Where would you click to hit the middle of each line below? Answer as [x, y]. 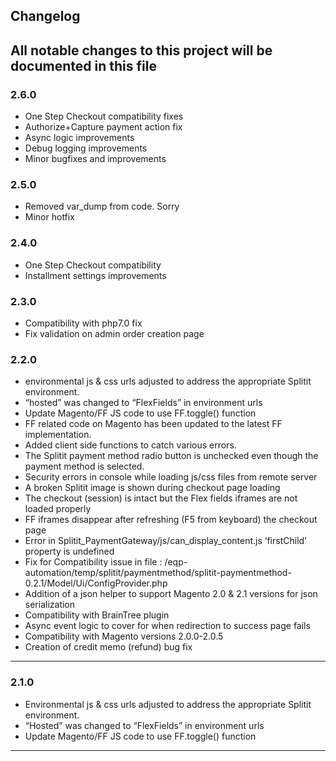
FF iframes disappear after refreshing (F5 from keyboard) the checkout [171, 520]
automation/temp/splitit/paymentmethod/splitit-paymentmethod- [158, 573]
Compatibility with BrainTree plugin [97, 615]
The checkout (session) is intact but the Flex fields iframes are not [161, 498]
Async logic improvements [79, 138]
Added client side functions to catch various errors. [130, 445]
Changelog [45, 16]
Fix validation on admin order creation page [114, 333]
